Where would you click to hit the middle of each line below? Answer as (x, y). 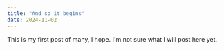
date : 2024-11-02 (32, 20)
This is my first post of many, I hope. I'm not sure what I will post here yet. (112, 39)
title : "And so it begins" (46, 13)
